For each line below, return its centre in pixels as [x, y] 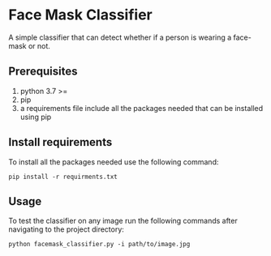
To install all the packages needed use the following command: [114, 162]
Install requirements [60, 142]
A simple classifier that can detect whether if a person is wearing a [120, 37]
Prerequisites [43, 72]
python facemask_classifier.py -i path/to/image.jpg [99, 245]
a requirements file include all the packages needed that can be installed [142, 108]
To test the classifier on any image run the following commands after [123, 221]
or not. [39, 45]
